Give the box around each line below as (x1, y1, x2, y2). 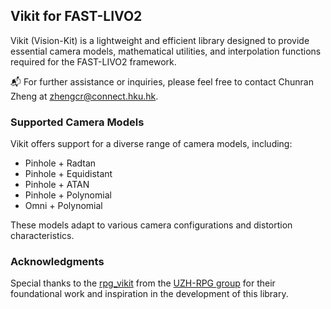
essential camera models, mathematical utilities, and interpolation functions (10, 45, 322, 57)
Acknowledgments (10, 255, 105, 269)
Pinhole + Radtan (24, 157, 97, 169)
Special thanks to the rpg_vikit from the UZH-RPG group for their (10, 277, 276, 289)
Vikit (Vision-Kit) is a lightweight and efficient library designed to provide (10, 34, 310, 46)
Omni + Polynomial (24, 200, 103, 212)
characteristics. (10, 230, 75, 242)
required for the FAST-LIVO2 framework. (10, 55, 177, 68)
